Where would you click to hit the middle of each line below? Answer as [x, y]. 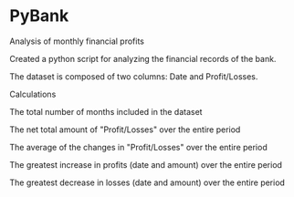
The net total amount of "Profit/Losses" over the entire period [125, 130]
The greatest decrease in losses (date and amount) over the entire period [147, 182]
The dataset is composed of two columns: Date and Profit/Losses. [134, 76]
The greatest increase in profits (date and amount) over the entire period [146, 164]
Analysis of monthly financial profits [77, 41]
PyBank [39, 16]
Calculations [33, 94]
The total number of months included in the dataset [106, 111]
